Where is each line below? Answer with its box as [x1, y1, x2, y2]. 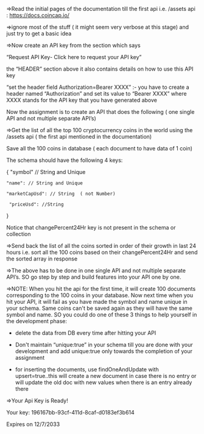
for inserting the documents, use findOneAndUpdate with [15, 366, 160, 373]
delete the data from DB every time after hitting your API [15, 329, 157, 337]
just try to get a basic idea [6, 30, 72, 37]
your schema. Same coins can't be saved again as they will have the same [6, 304, 193, 312]
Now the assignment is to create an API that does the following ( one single [6, 108, 195, 115]
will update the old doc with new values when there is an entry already [15, 379, 192, 386]
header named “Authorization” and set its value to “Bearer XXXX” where [6, 90, 187, 97]
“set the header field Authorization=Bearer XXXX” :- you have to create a [6, 83, 190, 91]
